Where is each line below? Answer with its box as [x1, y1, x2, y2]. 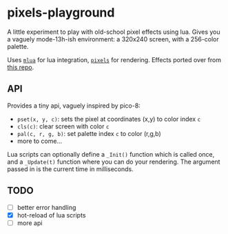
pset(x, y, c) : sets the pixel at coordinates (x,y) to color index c [17, 115, 201, 123]
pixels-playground [7, 5, 115, 21]
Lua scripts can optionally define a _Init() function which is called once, [7, 150, 215, 158]
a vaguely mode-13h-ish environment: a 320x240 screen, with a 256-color [7, 35, 219, 43]
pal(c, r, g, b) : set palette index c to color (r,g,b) [17, 129, 162, 137]
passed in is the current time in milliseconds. [7, 164, 134, 173]
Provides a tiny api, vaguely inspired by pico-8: [7, 101, 141, 110]
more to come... [17, 137, 63, 145]
